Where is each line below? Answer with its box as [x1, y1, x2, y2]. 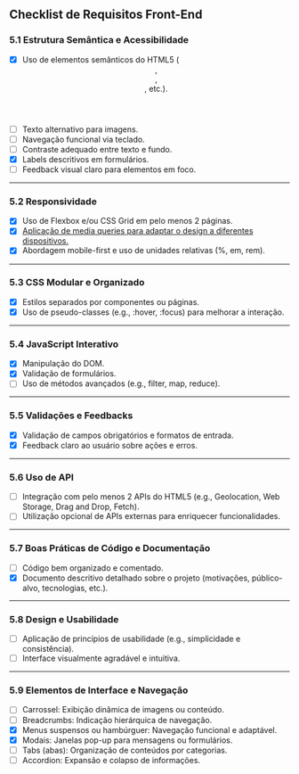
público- [251, 572, 283, 583]
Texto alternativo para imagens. [21, 124, 139, 135]
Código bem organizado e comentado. [21, 562, 164, 573]
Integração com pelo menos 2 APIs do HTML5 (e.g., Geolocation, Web [21, 491, 280, 502]
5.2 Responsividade [9, 195, 98, 208]
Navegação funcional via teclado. [21, 134, 145, 144]
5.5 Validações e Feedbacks [9, 409, 133, 422]
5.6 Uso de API [9, 471, 74, 483]
